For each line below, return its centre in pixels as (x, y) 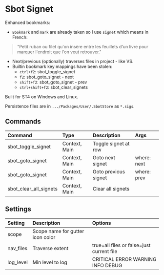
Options (102, 223)
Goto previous (109, 171)
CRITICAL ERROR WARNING (124, 259)
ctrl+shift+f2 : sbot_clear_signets (53, 87)
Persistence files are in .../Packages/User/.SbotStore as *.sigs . (70, 106)
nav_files (18, 248)
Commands (23, 121)
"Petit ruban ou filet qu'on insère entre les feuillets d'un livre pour (83, 46)
